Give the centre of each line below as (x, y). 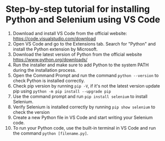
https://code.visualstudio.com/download (54, 39)
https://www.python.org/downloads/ (50, 59)
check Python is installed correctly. (49, 81)
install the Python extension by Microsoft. (55, 49)
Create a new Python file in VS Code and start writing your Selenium (83, 117)
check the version (31, 112)
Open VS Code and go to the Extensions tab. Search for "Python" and (84, 44)
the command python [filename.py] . (50, 133)
